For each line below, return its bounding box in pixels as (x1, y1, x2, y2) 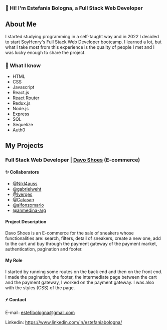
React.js (12, 90, 30, 96)
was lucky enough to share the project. (5, 49, 86, 55)
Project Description (5, 219, 47, 225)
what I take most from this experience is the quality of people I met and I (5, 44, 154, 50)
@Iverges (12, 191, 33, 197)
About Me (5, 20, 37, 29)
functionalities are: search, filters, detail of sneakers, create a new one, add (5, 235, 161, 241)
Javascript (12, 84, 35, 90)
